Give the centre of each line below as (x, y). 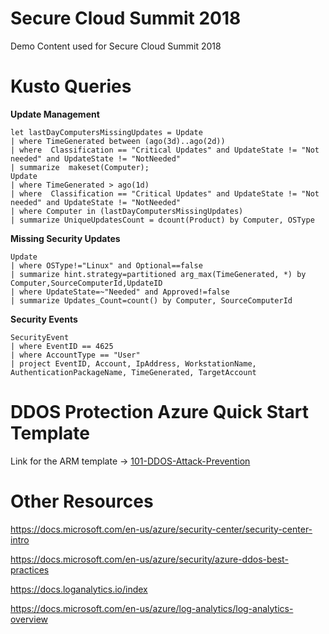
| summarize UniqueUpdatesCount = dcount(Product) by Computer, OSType (162, 220)
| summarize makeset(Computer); (80, 167)
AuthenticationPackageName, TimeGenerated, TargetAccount (133, 372)
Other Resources (82, 501)
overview (29, 619)
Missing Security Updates (65, 238)
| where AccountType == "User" (75, 355)
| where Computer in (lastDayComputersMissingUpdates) (127, 211)
